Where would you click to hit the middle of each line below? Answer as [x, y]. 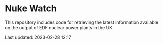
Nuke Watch [31, 9]
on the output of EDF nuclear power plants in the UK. [59, 27]
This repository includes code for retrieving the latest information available [82, 22]
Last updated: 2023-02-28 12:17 [38, 37]
